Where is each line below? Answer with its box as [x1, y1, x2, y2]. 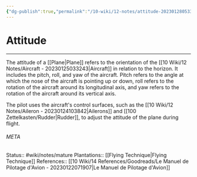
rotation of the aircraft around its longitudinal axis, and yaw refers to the [6, 83, 179, 91]
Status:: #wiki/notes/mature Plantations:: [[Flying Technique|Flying [6, 151, 167, 158]
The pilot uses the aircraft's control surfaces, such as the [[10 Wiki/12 [6, 101, 174, 108]
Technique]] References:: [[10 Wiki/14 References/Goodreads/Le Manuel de [6, 158, 189, 165]
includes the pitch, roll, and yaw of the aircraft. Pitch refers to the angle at [6, 71, 184, 78]
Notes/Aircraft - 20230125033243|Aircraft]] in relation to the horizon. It [6, 65, 178, 72]
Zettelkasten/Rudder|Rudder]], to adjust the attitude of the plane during [6, 114, 179, 121]
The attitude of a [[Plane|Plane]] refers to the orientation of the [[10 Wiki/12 [6, 59, 187, 66]
